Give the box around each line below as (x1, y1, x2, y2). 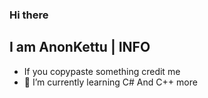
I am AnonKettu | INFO (9, 39, 151, 56)
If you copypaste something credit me (23, 65, 181, 77)
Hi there (9, 8, 49, 22)
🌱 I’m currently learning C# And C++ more (23, 76, 198, 88)
